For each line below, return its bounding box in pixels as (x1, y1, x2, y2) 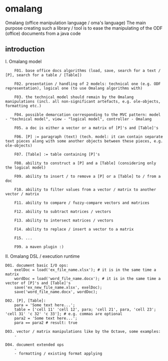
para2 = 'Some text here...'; (14, 316, 78, 321)
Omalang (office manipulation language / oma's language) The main (5, 20, 146, 26)
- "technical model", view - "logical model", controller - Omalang (5, 116, 152, 121)
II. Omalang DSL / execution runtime (5, 253, 80, 259)
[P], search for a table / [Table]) (5, 73, 82, 78)
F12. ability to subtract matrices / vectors (14, 209, 112, 214)
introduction (5, 45, 45, 53)
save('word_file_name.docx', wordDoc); (14, 289, 98, 295)
